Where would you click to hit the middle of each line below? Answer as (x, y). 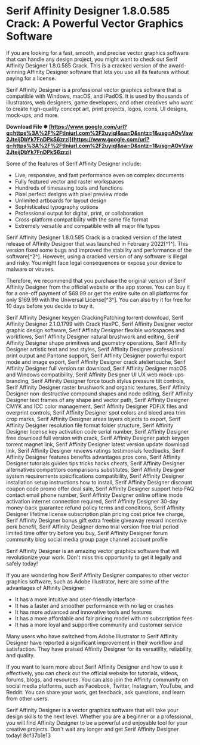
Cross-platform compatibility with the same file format (81, 220)
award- (178, 65)
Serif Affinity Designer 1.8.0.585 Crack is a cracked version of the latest (94, 237)
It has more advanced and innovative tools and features (83, 612)
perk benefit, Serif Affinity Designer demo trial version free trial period (93, 527)
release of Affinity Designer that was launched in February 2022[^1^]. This (97, 243)
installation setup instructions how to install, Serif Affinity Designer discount (99, 482)
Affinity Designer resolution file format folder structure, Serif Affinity (90, 425)
